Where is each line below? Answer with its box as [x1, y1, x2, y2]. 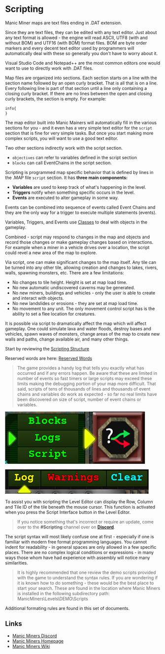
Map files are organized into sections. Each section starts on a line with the [5, 75, 158, 81]
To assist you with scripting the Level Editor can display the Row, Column [5, 498, 153, 505]
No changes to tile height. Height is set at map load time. [12, 279, 128, 285]
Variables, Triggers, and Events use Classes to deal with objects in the [5, 219, 148, 225]
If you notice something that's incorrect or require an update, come [17, 519, 154, 524]
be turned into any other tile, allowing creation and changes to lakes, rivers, [5, 264, 158, 270]
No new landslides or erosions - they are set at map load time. [12, 300, 139, 306]
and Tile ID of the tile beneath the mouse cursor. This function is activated [5, 504, 156, 510]
